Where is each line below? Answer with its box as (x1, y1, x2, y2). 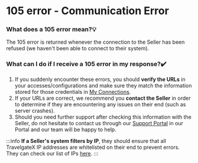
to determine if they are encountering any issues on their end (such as (14, 100, 186, 107)
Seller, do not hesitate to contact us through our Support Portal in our (14, 119, 183, 126)
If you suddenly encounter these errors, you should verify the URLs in (14, 76, 186, 83)
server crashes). (14, 107, 55, 114)
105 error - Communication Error (6, 4, 170, 18)
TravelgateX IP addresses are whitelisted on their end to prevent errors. (6, 144, 180, 151)
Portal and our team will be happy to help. (14, 126, 116, 133)
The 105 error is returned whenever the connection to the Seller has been (6, 38, 185, 45)
